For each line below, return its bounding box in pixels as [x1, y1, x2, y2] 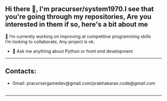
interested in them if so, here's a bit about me [5, 20, 148, 29]
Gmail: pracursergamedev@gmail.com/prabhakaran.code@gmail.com [12, 80, 156, 86]
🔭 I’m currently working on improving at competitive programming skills [5, 33, 151, 39]
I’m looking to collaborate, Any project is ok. [5, 38, 95, 44]
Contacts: [5, 67, 37, 75]
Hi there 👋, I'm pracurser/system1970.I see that [5, 5, 154, 13]
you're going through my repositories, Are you [5, 13, 152, 21]
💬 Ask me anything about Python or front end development [12, 48, 133, 54]
